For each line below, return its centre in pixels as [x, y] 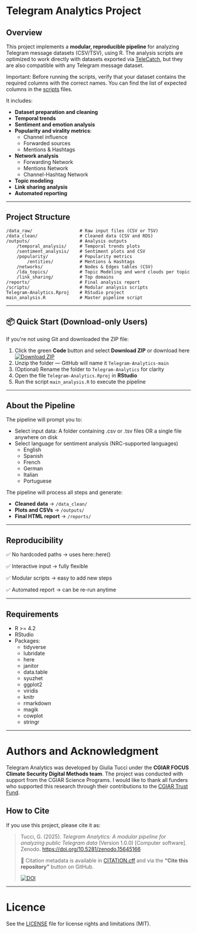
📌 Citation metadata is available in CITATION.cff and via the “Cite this [104, 860]
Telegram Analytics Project [74, 11]
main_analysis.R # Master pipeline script [74, 297]
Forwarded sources [47, 143]
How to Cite [28, 811]
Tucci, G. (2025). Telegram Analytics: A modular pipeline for [93, 837]
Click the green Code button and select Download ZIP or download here [102, 350]
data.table [35, 672]
